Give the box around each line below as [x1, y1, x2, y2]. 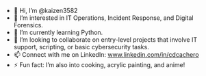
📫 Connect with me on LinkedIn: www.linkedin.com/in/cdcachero [13, 51, 200, 58]
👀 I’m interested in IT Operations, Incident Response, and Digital [13, 14, 194, 22]
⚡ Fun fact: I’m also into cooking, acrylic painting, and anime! [13, 61, 185, 68]
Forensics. [13, 21, 43, 29]
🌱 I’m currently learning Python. [13, 28, 103, 36]
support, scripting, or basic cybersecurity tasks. [13, 43, 149, 51]
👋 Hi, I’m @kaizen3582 [13, 7, 78, 14]
